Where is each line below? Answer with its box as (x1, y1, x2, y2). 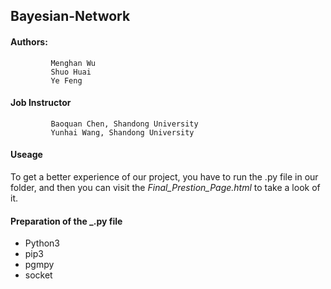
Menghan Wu (50, 58, 97, 68)
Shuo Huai (50, 67, 92, 77)
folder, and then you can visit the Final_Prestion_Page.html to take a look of (10, 182, 321, 193)
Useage (10, 149, 43, 161)
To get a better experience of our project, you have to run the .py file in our (10, 171, 319, 183)
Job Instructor (10, 97, 72, 109)
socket (24, 269, 53, 281)
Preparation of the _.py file (10, 215, 123, 227)
